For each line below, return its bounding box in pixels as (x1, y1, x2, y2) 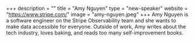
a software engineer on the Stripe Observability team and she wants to (6, 17, 176, 24)
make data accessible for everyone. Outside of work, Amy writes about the (6, 23, 186, 30)
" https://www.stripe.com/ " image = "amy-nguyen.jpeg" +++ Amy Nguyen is (6, 11, 189, 18)
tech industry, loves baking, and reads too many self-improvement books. (6, 29, 183, 36)
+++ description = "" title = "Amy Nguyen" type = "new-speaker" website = (6, 5, 188, 12)
